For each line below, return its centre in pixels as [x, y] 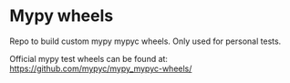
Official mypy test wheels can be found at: [89, 58]
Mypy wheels [62, 16]
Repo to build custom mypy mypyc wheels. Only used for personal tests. [145, 41]
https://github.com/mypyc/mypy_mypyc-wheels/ [101, 68]
